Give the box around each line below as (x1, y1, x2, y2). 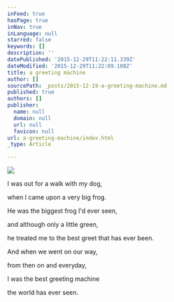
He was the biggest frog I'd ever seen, (7, 206, 117, 215)
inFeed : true (7, 10, 45, 18)
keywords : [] (7, 43, 45, 50)
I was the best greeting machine (7, 275, 100, 283)
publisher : (7, 102, 39, 109)
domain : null (13, 114, 52, 122)
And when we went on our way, (7, 247, 98, 256)
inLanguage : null (7, 29, 58, 37)
